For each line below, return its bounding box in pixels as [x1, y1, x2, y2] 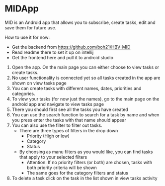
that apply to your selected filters [19, 154, 87, 160]
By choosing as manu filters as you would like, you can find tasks [19, 149, 153, 155]
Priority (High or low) [26, 133, 70, 139]
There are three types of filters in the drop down [19, 127, 118, 133]
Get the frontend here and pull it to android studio [11, 54, 114, 60]
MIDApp [4, 3, 39, 14]
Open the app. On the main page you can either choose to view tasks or [11, 64, 160, 70]
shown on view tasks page [11, 80, 67, 86]
